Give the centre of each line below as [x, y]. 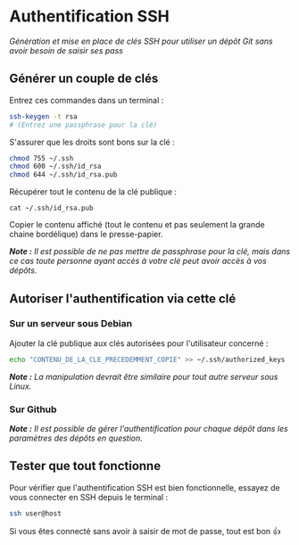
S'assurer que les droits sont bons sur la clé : [92, 142]
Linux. [21, 386]
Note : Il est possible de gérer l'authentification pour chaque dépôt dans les [149, 428]
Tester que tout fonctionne [85, 466]
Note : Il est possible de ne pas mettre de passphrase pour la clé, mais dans [150, 252]
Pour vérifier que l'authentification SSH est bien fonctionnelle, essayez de [145, 487]
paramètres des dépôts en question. [76, 438]
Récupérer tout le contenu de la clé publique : [93, 192]
